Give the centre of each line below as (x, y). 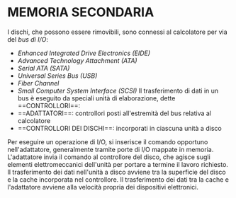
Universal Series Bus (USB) (57, 76)
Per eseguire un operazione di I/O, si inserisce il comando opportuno (108, 141)
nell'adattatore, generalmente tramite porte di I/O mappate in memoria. (111, 149)
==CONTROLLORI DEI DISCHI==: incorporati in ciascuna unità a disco (119, 128)
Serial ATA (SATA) (44, 68)
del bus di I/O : (28, 39)
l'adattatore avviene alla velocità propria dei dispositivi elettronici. (103, 187)
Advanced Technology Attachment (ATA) (77, 60)
